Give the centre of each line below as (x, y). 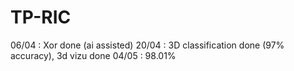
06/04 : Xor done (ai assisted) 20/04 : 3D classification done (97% (147, 45)
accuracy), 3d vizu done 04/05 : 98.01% (93, 55)
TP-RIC (41, 17)
